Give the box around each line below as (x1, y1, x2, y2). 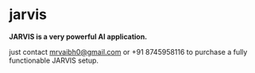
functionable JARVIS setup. (9, 56, 99, 65)
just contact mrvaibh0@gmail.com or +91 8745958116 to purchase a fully (9, 47, 248, 56)
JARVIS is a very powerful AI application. (9, 32, 148, 41)
